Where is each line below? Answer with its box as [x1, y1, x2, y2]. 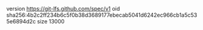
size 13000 [37, 18, 65, 25]
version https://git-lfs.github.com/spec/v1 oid [6, 5, 120, 12]
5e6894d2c [6, 18, 36, 25]
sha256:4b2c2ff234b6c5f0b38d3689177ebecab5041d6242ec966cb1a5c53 [6, 11, 197, 19]
